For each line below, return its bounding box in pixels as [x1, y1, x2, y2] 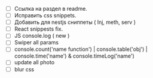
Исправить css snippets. [14, 12, 76, 19]
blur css [14, 65, 35, 73]
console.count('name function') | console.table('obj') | [14, 46, 148, 53]
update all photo [14, 59, 55, 66]
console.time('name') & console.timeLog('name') [14, 52, 135, 59]
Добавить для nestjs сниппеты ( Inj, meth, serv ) [14, 19, 136, 26]
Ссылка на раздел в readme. [14, 5, 87, 12]
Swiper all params [14, 39, 59, 46]
